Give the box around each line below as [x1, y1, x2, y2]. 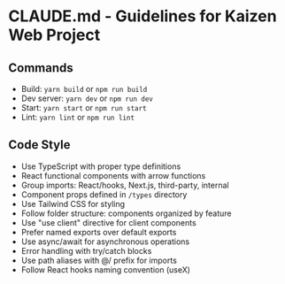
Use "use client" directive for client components [20, 217, 196, 227]
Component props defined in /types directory [20, 188, 188, 200]
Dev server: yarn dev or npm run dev [20, 93, 154, 104]
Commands [8, 60, 74, 75]
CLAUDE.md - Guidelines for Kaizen [8, 6, 277, 27]
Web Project [8, 25, 101, 45]
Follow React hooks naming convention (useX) [20, 264, 191, 275]
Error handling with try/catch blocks [20, 245, 152, 256]
